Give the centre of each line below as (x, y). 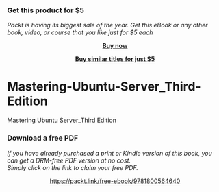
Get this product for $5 (46, 10)
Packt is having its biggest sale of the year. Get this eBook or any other (107, 25)
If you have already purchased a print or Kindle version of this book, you (109, 153)
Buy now (115, 46)
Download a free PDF (43, 138)
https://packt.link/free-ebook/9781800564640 (115, 181)
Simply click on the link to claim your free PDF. (73, 167)
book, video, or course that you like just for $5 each (80, 32)
